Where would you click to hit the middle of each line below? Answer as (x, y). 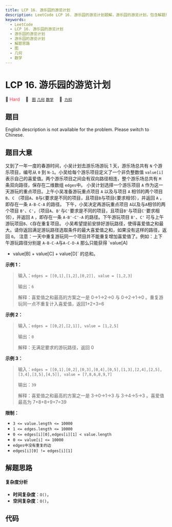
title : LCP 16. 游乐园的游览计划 (38, 10)
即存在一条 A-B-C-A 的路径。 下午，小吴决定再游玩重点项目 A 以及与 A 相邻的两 (85, 204)
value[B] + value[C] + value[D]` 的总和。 (55, 253)
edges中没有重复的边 (32, 445)
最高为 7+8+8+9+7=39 (42, 402)
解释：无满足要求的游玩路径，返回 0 (56, 347)
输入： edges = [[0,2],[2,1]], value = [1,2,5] (68, 325)
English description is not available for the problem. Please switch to (77, 129)
